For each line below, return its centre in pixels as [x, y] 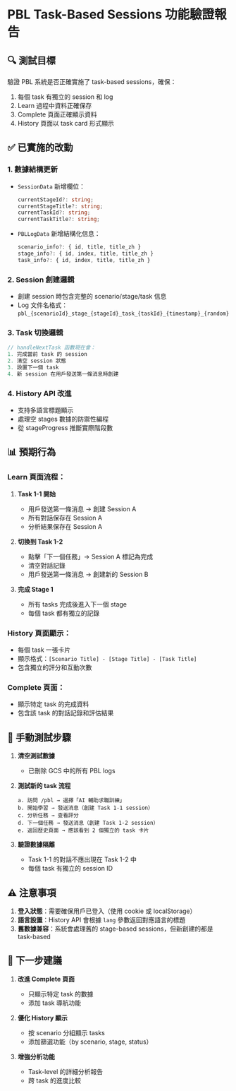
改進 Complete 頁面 [46, 979]
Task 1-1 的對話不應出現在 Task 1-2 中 [82, 859]
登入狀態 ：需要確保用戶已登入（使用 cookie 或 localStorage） [107, 911]
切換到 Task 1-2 [40, 542]
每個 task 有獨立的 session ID [70, 869]
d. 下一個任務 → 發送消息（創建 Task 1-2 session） [88, 823]
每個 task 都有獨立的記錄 [64, 613]
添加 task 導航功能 [55, 1003]
